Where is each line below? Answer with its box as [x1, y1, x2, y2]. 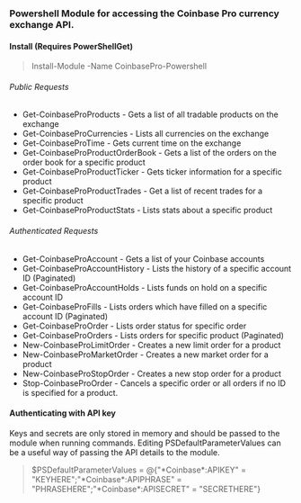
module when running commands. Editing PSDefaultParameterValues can [9, 437, 281, 448]
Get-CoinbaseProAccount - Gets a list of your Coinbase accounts [22, 253, 265, 264]
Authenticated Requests [9, 225, 99, 236]
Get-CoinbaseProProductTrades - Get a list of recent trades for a [22, 185, 263, 196]
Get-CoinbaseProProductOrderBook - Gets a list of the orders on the [22, 148, 277, 158]
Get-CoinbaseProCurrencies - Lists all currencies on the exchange [22, 129, 270, 139]
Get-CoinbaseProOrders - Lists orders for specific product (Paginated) [22, 329, 285, 340]
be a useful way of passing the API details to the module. [9, 446, 220, 457]
